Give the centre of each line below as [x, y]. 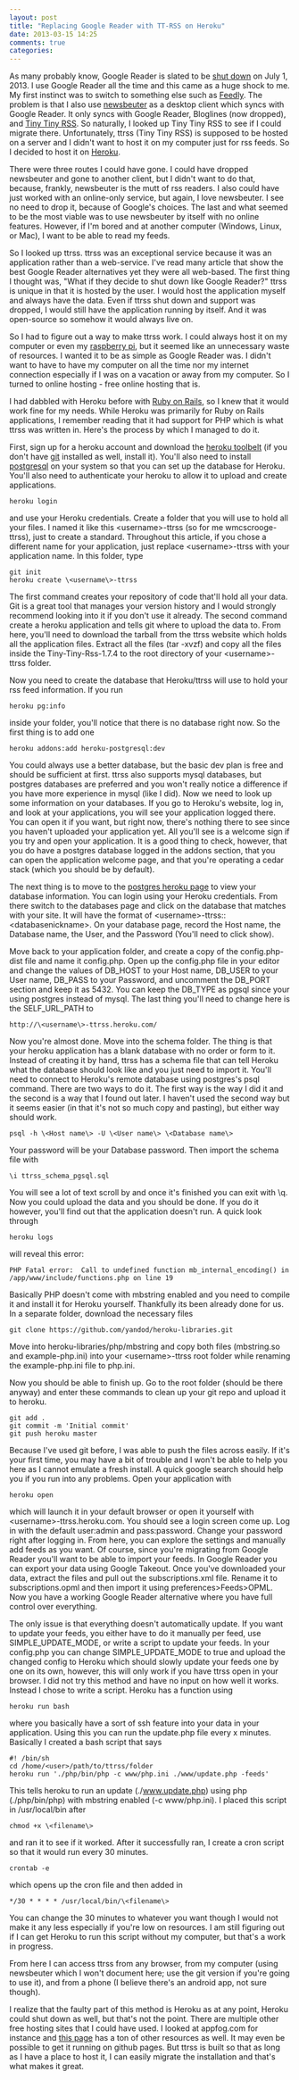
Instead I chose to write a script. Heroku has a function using [121, 1690]
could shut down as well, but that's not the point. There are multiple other [144, 2019]
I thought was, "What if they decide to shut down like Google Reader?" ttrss [148, 281]
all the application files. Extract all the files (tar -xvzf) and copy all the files [145, 645]
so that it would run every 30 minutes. [79, 1852]
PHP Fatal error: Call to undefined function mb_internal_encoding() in [149, 1270]
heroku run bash [39, 1707]
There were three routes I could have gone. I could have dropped [129, 170]
